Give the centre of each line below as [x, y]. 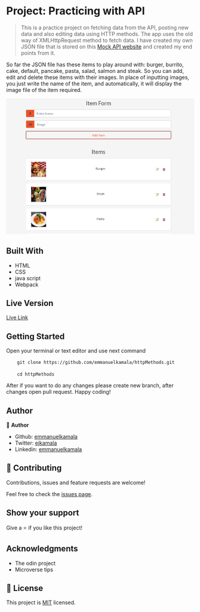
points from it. [38, 53]
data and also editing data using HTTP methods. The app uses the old [107, 33]
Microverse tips [34, 570]
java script [27, 278]
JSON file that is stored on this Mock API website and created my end [107, 47]
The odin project [35, 563]
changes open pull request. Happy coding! [59, 392]
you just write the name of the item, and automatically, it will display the [94, 83]
